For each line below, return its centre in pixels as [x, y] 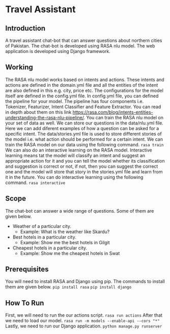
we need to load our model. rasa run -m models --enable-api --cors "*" [82, 321]
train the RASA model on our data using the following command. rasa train [84, 144]
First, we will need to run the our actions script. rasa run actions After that [84, 315]
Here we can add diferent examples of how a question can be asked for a [82, 128]
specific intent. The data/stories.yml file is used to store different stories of [83, 134]
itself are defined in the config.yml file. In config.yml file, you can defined [82, 96]
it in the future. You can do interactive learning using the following [74, 177]
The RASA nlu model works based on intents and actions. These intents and [85, 80]
